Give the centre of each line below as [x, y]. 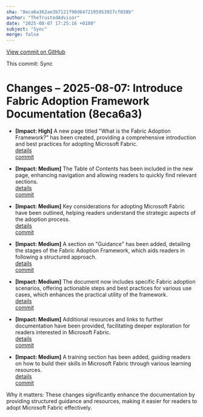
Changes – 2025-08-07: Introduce [95, 88]
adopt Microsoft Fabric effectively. [49, 408]
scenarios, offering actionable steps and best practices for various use [103, 288]
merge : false [23, 35]
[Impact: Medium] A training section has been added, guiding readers [103, 357]
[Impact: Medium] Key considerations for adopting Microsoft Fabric [100, 206]
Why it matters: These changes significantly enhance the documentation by [101, 395]
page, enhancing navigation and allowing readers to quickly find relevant [106, 175]
